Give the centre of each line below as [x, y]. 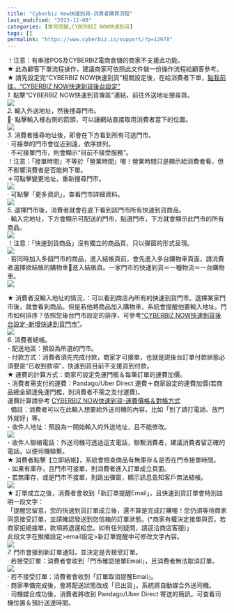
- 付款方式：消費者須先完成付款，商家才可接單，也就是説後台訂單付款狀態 [113, 357]
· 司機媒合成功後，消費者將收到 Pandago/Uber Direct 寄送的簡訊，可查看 [111, 594]
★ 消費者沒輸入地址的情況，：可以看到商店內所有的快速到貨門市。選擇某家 [114, 298]
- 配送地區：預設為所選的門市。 [52, 348]
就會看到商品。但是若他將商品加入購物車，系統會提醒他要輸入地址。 [123, 306]
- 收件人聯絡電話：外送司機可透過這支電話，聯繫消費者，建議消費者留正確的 [116, 442]
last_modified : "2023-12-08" [49, 20]
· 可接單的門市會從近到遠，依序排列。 [61, 144]
